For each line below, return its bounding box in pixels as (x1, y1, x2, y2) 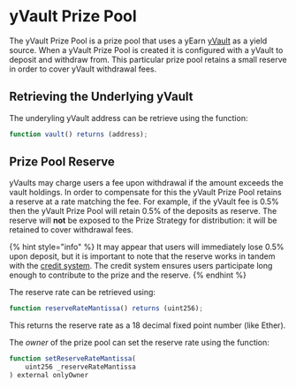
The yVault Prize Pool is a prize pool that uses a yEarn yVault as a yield (9, 35, 268, 46)
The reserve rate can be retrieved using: (9, 287, 156, 298)
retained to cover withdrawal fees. (9, 224, 134, 235)
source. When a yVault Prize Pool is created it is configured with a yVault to (9, 44, 284, 55)
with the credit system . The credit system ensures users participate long (9, 261, 273, 271)
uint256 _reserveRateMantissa (25, 362, 137, 372)
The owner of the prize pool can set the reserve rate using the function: (9, 338, 269, 348)
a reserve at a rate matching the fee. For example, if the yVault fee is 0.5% (9, 196, 280, 207)
